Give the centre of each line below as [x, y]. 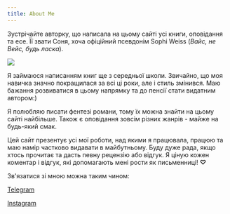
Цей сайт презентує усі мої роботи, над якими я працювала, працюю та [115, 140]
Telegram [21, 189]
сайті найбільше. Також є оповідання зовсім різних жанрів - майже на [113, 119]
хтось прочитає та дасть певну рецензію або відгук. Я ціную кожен [108, 154]
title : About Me [31, 14]
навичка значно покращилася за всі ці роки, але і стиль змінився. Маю [114, 83]
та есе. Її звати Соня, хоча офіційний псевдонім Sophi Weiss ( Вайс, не [111, 41]
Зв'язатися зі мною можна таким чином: [68, 175]
